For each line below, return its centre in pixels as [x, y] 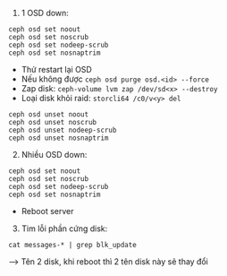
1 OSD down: [45, 13]
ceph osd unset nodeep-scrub [63, 130]
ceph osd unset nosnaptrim [59, 138]
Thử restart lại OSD [57, 69]
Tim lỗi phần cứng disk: [64, 229]
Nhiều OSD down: [54, 155]
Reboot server [47, 211]
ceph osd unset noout [49, 115]
